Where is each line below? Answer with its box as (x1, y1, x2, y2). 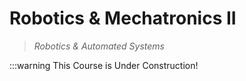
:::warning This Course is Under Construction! (9, 59, 199, 71)
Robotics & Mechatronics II (9, 7, 237, 30)
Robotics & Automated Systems (33, 40, 165, 52)
